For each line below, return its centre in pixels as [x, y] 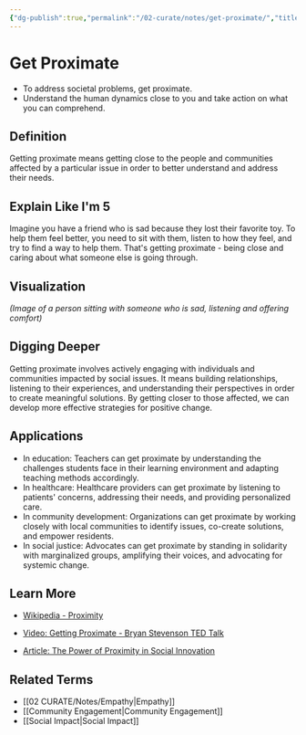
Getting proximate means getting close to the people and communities [141, 158]
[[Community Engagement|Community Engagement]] [122, 711]
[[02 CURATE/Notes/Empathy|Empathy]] [99, 702]
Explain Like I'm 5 [60, 206]
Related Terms [51, 680]
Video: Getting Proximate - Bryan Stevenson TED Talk [123, 633]
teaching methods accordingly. [81, 478]
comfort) [26, 318]
